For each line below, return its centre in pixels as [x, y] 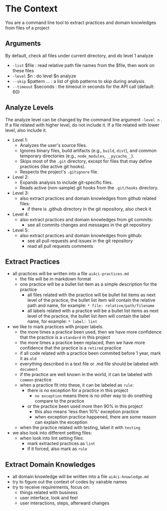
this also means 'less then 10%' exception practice [87, 412]
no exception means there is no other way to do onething [93, 396]
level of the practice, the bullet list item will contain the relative [91, 300]
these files [23, 70]
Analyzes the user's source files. [53, 145]
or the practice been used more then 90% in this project [85, 406]
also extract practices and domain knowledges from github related [88, 198]
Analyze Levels [29, 108]
